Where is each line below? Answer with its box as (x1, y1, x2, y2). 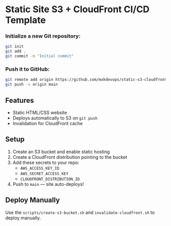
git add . (5, 49, 26, 54)
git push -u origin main (5, 82, 58, 87)
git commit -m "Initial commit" (5, 53, 74, 59)
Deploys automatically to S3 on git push (12, 115, 98, 121)
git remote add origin (5, 77, 53, 82)
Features (5, 96, 34, 105)
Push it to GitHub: (5, 66, 50, 73)
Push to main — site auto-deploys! (12, 181, 84, 187)
